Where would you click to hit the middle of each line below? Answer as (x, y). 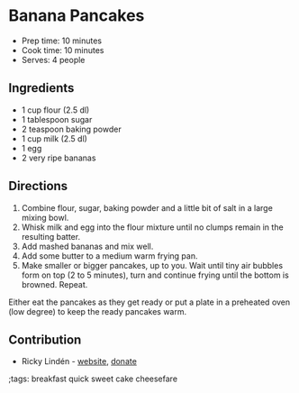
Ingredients (41, 88)
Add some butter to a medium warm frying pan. (109, 256)
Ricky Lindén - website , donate (79, 361)
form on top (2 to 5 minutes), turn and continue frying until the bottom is (155, 275)
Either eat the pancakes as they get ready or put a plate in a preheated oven (149, 302)
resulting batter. (51, 236)
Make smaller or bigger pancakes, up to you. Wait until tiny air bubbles (152, 265)
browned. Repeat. (54, 284)
